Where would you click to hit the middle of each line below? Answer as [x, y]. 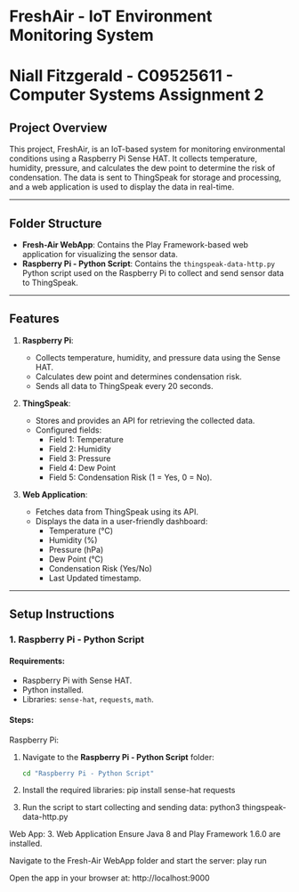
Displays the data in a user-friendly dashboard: [121, 521]
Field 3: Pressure [80, 458]
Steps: [21, 719]
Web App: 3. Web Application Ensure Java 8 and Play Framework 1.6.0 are [145, 834]
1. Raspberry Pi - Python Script [77, 640]
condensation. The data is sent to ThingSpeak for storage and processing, [145, 178]
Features [34, 319]
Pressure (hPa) [76, 549]
